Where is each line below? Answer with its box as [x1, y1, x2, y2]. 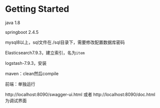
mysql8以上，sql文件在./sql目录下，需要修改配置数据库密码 [5, 39, 125, 45]
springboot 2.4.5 [5, 29, 39, 35]
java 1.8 [5, 20, 21, 26]
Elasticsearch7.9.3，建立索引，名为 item [5, 50, 85, 55]
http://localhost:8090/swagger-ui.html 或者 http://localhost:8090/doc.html [5, 91, 156, 97]
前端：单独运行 [5, 81, 35, 87]
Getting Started [5, 3, 70, 15]
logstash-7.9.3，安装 [5, 60, 47, 66]
